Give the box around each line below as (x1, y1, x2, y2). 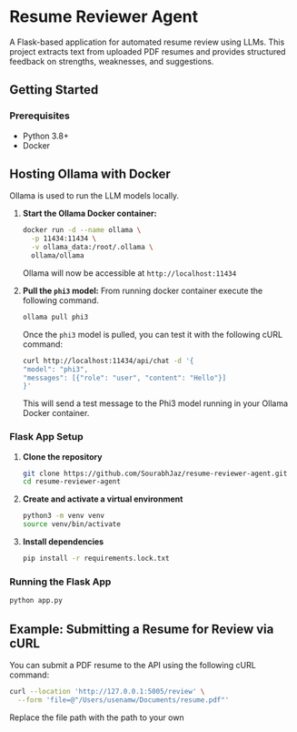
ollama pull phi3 (22, 312, 89, 321)
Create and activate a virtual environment (22, 493, 183, 504)
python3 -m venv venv (22, 512, 105, 521)
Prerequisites (9, 109, 70, 122)
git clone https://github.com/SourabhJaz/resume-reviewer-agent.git (22, 469, 288, 478)
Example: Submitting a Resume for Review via (9, 621, 274, 636)
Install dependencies (22, 536, 104, 547)
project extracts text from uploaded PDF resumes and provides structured (9, 46, 286, 56)
